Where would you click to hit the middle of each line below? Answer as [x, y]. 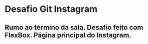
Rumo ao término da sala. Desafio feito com [74, 27]
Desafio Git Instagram [51, 9]
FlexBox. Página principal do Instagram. [68, 35]
